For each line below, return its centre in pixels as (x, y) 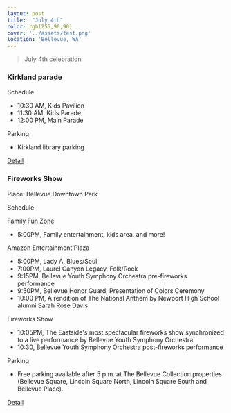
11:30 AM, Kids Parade (49, 113)
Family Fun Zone (31, 221)
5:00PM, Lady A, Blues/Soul (57, 261)
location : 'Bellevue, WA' (44, 40)
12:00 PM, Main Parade (50, 120)
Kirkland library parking (50, 147)
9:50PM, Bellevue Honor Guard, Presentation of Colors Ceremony (111, 290)
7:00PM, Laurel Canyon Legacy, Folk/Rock (77, 269)
